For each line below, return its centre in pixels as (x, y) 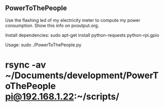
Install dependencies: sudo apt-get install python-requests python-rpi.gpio (82, 35)
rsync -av (26, 65)
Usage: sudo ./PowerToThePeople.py (43, 45)
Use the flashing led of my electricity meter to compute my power (73, 20)
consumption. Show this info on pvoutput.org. (52, 25)
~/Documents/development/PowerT (82, 75)
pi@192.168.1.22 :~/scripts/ (62, 97)
